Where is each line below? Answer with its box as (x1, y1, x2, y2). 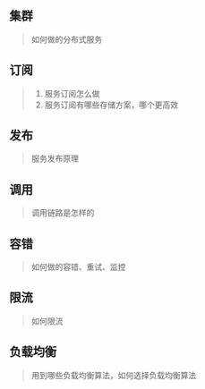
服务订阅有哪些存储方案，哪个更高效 (44, 99, 179, 110)
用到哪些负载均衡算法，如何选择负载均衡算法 (30, 369, 197, 380)
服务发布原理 (30, 153, 79, 164)
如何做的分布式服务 (30, 34, 103, 45)
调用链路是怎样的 (30, 207, 95, 218)
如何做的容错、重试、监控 (30, 262, 126, 273)
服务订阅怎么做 (44, 88, 100, 98)
